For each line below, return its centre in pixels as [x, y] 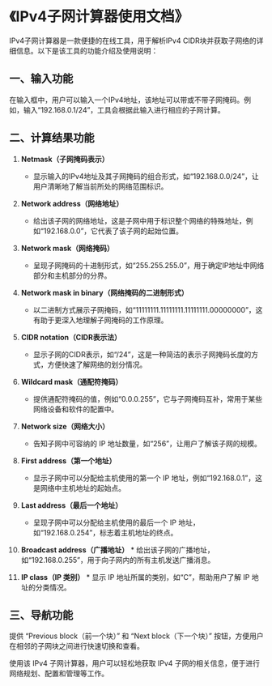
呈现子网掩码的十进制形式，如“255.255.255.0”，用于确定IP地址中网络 [149, 265]
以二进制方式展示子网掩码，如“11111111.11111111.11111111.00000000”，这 [148, 309]
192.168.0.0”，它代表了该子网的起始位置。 [113, 231]
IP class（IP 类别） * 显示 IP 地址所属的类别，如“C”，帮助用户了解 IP [135, 577]
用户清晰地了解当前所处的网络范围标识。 [100, 186]
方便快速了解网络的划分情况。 [97, 364]
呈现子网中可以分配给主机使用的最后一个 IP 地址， [117, 522]
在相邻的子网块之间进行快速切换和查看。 [76, 646]
